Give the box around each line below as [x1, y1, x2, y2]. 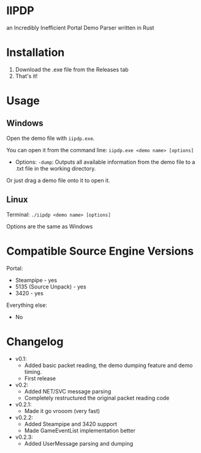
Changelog [6, 335, 64, 349]
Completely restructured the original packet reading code [24, 394, 170, 401]
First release [24, 374, 56, 382]
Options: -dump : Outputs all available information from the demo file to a [15, 158, 195, 166]
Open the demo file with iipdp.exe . [6, 134, 95, 142]
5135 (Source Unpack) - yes [15, 283, 87, 290]
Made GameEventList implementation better [24, 427, 136, 434]
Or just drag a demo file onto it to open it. [6, 176, 110, 184]
